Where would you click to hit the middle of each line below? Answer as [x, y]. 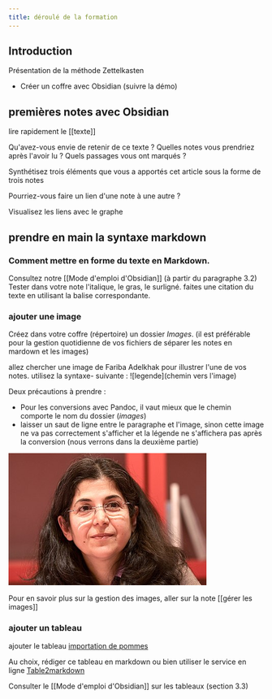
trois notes [26, 180]
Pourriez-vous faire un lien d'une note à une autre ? [95, 196]
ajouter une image [45, 316]
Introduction [41, 52]
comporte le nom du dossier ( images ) [83, 416]
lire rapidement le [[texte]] [52, 132]
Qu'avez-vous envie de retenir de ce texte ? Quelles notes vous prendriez [132, 147]
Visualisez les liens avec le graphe [66, 212]
